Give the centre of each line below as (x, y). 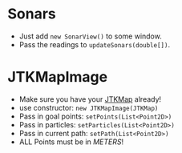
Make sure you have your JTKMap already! (90, 99)
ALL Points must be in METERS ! (71, 142)
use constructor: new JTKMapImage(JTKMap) (89, 107)
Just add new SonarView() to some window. (90, 36)
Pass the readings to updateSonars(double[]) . (94, 44)
